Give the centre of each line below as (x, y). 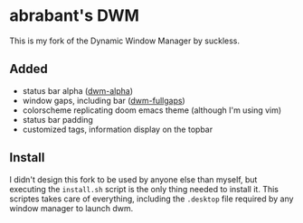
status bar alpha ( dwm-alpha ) (78, 90)
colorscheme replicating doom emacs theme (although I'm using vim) (152, 110)
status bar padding (57, 119)
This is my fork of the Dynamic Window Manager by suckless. (125, 41)
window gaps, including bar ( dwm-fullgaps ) (104, 100)
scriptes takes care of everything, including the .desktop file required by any (151, 199)
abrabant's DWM (75, 16)
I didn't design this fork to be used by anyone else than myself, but (133, 179)
